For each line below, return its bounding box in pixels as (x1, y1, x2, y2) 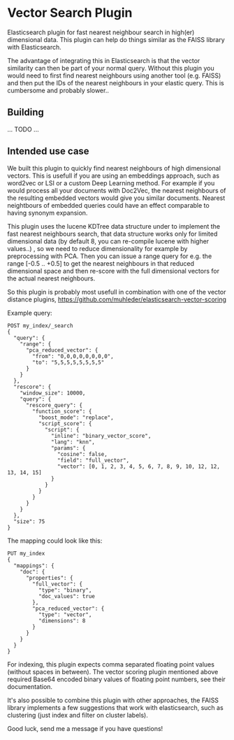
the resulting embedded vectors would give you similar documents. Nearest (7, 194, 226, 202)
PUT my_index (7, 550, 45, 557)
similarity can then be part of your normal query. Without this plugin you (7, 64, 214, 72)
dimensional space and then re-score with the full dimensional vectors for (7, 266, 220, 275)
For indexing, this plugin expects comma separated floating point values (7, 660, 215, 669)
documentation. (7, 682, 53, 690)
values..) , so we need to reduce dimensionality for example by (7, 244, 188, 252)
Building (7, 106, 44, 118)
